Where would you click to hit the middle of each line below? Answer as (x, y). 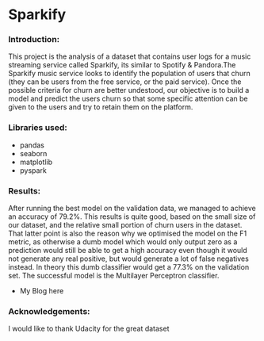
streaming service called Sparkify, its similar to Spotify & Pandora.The (122, 65)
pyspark (33, 170)
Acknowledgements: (49, 311)
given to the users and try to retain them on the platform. (101, 107)
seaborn (33, 153)
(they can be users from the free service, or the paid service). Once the (125, 82)
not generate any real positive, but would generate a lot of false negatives (129, 259)
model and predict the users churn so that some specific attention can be (128, 99)
